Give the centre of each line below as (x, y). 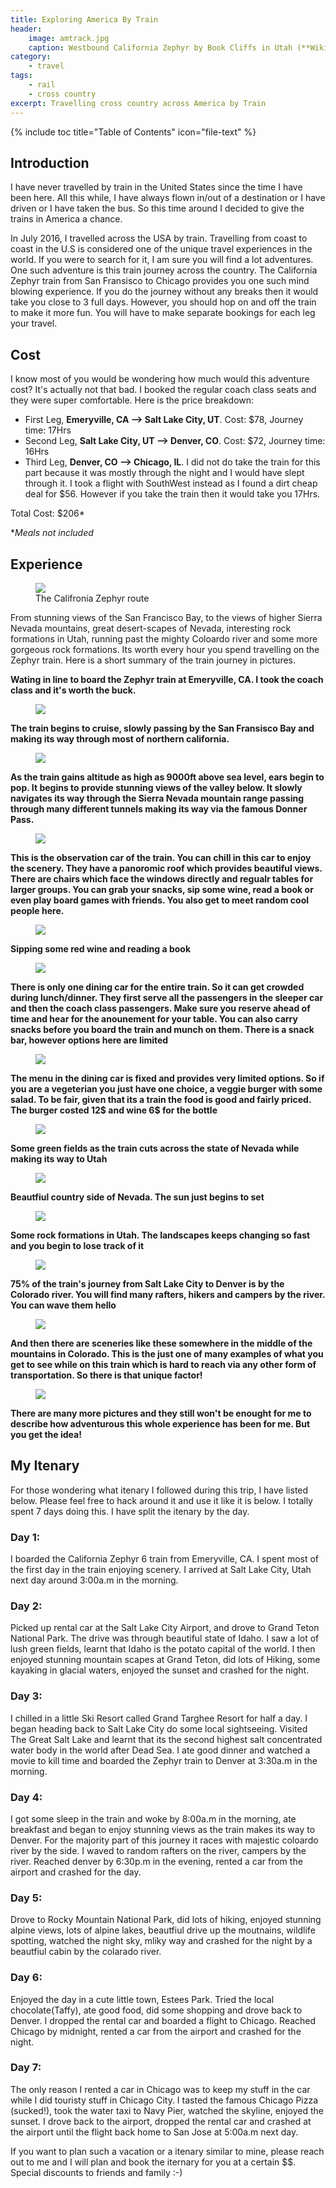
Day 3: (26, 1696)
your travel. (34, 323)
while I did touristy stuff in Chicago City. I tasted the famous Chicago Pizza (164, 2100)
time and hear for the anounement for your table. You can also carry (154, 1018)
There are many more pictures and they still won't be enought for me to (161, 1413)
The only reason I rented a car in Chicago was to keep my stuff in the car (160, 2089)
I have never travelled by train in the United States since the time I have (156, 187)
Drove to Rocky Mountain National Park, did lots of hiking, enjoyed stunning (166, 1920)
